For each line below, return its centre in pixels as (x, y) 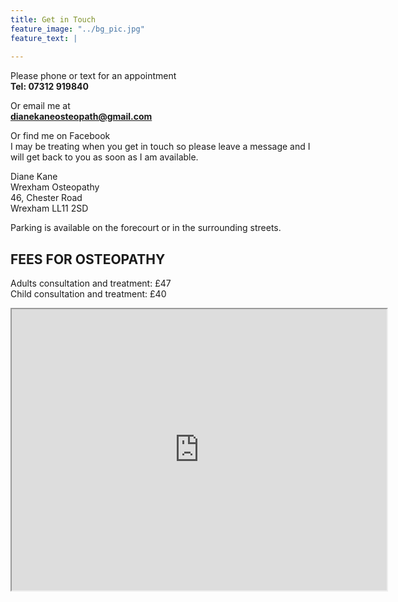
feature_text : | (44, 38)
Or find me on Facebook (60, 136)
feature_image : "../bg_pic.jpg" (77, 29)
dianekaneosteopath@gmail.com (81, 117)
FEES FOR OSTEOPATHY (88, 259)
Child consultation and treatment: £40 (88, 294)
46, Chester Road (46, 198)
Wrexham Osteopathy (55, 187)
